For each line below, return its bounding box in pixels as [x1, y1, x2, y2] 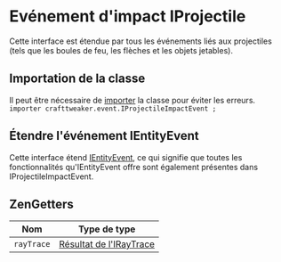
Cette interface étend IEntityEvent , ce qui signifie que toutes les [9, 151, 243, 162]
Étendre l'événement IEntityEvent [9, 128, 200, 143]
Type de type [78, 223, 136, 235]
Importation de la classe [9, 71, 146, 86]
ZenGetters [9, 196, 74, 211]
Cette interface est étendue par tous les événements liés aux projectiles [9, 36, 273, 46]
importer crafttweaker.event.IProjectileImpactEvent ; [9, 104, 217, 113]
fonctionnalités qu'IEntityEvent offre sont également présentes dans [9, 161, 259, 172]
